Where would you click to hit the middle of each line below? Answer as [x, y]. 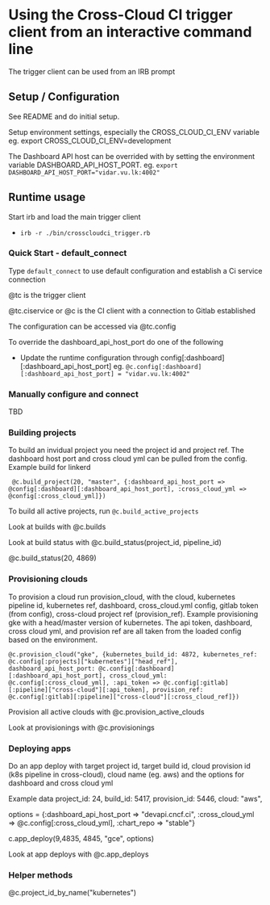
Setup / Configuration [64, 97]
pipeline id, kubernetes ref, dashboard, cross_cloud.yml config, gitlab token [134, 605]
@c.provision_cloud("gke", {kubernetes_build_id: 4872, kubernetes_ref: [133, 654]
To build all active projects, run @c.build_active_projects [104, 511]
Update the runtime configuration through [89, 358]
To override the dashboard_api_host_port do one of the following [116, 341]
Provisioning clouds [48, 579]
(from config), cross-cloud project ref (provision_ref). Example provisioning [133, 614]
